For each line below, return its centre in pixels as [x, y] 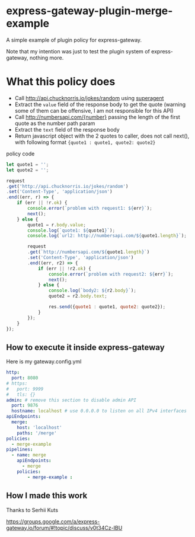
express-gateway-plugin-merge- [89, 11]
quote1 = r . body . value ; [57, 225]
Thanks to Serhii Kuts [32, 510]
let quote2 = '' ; [28, 170]
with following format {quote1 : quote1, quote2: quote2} [85, 142]
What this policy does [61, 82]
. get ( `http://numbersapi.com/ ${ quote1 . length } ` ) [89, 252]
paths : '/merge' [37, 433]
